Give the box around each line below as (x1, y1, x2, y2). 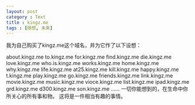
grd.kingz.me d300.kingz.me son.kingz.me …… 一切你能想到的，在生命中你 (6, 86, 189, 93)
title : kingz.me (6, 19, 49, 25)
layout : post (6, 8, 38, 15)
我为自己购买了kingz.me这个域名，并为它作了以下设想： (6, 42, 142, 49)
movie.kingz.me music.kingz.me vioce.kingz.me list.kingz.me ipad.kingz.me (6, 79, 190, 86)
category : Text (6, 14, 46, 20)
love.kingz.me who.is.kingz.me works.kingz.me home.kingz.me (6, 60, 159, 67)
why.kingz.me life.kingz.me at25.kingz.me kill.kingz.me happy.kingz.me (6, 66, 179, 73)
